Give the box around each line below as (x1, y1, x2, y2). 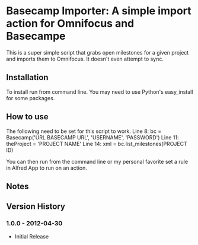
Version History (6, 202, 65, 212)
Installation (6, 72, 49, 82)
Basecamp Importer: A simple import (6, 4, 191, 18)
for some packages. (6, 94, 55, 101)
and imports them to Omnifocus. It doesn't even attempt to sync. (6, 55, 164, 62)
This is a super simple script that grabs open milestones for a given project (6, 49, 189, 56)
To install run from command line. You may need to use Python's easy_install (6, 88, 193, 96)
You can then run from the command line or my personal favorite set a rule (6, 158, 189, 165)
